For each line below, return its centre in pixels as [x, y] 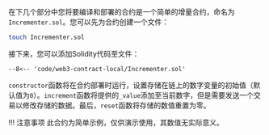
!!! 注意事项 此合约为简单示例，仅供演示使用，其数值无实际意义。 [116, 122]
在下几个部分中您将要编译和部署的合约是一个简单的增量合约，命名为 [122, 12]
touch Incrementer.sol [46, 37]
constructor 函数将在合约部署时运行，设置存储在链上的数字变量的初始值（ [131, 85]
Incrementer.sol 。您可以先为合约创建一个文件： [89, 22]
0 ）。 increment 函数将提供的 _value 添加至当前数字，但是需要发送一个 [142, 95]
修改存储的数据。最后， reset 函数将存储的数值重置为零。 [116, 105]
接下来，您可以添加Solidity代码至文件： [74, 53]
